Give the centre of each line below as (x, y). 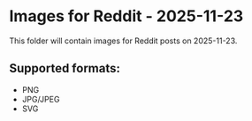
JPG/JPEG (41, 99)
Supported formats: (65, 68)
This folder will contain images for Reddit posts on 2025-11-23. (123, 41)
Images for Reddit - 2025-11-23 (126, 16)
